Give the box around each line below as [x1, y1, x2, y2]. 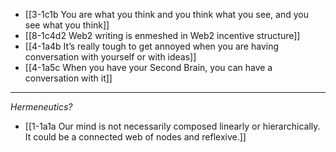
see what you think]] [24, 19, 110, 31]
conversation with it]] [24, 72, 113, 84]
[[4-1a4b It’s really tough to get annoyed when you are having [24, 40, 280, 52]
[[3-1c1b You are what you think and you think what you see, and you [24, 9, 309, 20]
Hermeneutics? [10, 101, 73, 113]
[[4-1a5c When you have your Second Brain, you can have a [24, 62, 273, 73]
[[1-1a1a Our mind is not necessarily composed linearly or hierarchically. [24, 120, 321, 132]
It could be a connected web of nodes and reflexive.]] [24, 131, 247, 143]
